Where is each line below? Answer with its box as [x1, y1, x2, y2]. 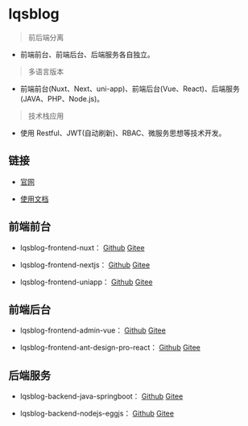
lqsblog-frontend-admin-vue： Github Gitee [19, 325, 167, 335]
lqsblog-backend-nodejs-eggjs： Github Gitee [19, 408, 175, 419]
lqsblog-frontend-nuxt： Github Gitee [19, 242, 145, 252]
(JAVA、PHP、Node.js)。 [19, 93, 105, 103]
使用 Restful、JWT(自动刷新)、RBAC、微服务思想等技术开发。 [19, 128, 226, 138]
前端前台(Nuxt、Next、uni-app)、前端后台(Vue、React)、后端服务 [19, 84, 240, 93]
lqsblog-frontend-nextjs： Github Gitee [19, 259, 151, 270]
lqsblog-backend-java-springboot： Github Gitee [19, 391, 184, 401]
